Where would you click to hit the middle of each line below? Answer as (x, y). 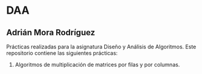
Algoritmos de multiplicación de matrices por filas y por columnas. (97, 64)
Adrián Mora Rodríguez (51, 33)
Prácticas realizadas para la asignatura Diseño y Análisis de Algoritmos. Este (101, 47)
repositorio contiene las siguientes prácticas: (62, 53)
